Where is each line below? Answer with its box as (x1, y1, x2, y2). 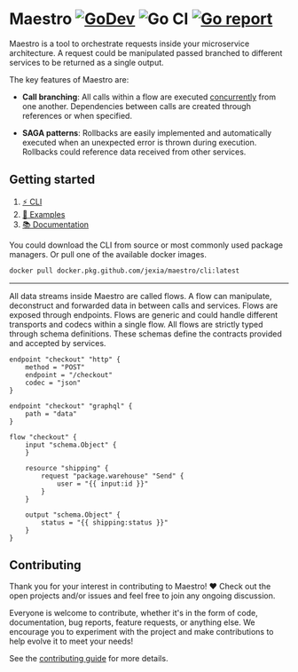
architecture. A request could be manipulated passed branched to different (9, 47, 283, 58)
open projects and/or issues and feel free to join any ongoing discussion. (9, 590, 276, 601)
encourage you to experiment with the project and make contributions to (9, 627, 274, 637)
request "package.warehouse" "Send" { (41, 471, 184, 480)
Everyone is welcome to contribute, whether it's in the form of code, (9, 608, 259, 619)
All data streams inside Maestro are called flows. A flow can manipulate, (9, 290, 272, 301)
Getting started (9, 172, 96, 187)
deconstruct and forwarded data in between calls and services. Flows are (9, 300, 278, 311)
